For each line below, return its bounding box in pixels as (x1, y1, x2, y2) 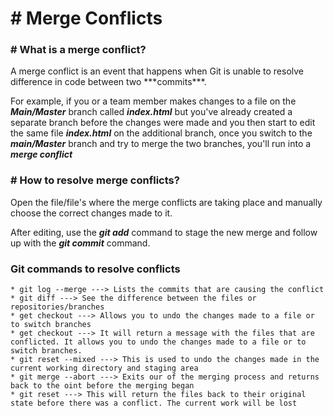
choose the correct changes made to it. (10, 207, 173, 219)
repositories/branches (10, 302, 105, 312)
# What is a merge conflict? (10, 43, 147, 57)
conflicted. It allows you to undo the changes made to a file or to (10, 337, 307, 347)
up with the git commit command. (10, 237, 151, 249)
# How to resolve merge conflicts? (10, 173, 180, 187)
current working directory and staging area (10, 363, 199, 374)
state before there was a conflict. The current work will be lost (10, 398, 298, 409)
